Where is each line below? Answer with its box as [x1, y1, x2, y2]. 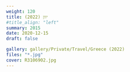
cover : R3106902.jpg [6, 57, 57, 63]
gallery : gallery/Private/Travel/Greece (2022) [6, 46, 125, 53]
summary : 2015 [6, 25, 41, 31]
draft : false [6, 36, 38, 42]
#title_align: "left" [6, 19, 59, 25]
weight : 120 [6, 8, 35, 15]
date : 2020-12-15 [6, 30, 49, 36]
